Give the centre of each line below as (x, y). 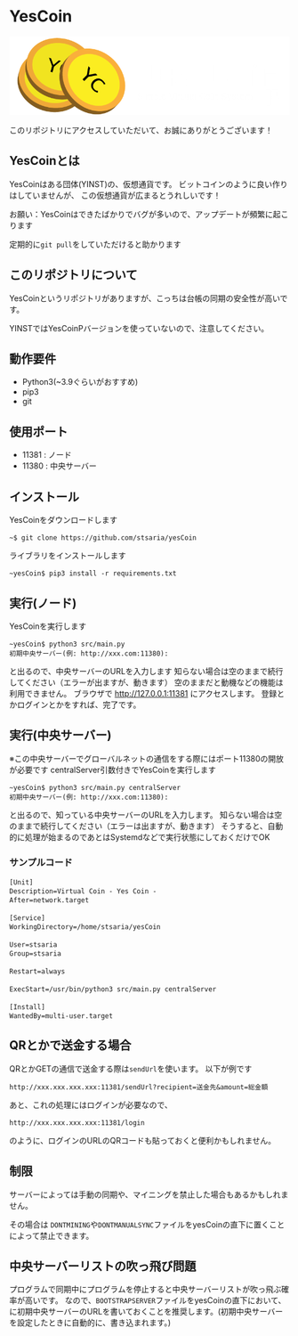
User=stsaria (33, 945)
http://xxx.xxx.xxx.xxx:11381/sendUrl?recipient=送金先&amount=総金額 (139, 1087)
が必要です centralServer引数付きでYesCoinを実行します (113, 770)
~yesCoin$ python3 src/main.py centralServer (95, 787)
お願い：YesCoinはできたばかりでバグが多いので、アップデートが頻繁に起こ (149, 214)
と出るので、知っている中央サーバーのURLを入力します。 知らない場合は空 (146, 815)
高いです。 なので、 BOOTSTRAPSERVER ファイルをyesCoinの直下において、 (155, 1300)
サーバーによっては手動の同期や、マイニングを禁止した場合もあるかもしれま (149, 1194)
